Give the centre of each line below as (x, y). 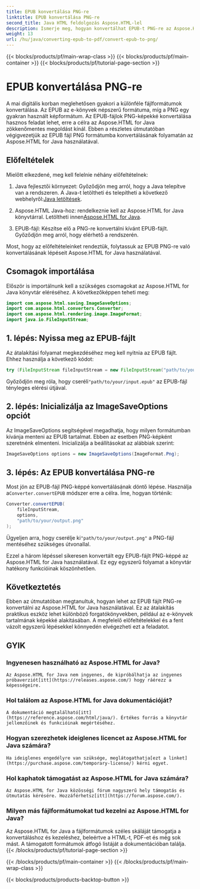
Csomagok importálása (50, 271)
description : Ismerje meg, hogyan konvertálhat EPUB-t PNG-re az (89, 28)
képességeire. (24, 685)
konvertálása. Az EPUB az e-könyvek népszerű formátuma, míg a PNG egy (98, 110)
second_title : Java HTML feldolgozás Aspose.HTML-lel (74, 23)
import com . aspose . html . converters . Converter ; (65, 309)
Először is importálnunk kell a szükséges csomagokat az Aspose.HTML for (98, 286)
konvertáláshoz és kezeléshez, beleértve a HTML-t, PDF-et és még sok (93, 838)
